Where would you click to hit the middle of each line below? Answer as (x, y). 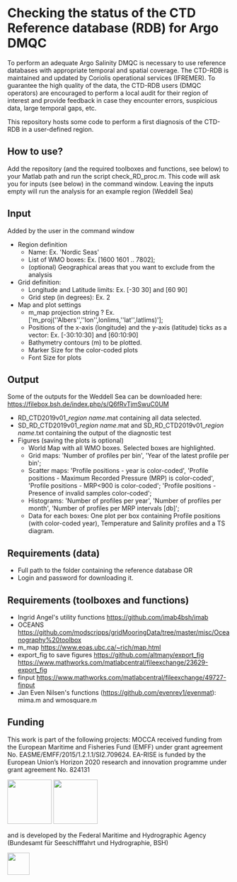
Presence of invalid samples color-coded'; (90, 493)
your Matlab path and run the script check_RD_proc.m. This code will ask (114, 176)
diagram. (41, 531)
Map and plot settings (49, 305)
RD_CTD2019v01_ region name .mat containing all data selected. (109, 418)
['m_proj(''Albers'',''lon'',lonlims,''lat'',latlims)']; (96, 320)
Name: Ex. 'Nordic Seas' (64, 252)
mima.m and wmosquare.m (57, 700)
